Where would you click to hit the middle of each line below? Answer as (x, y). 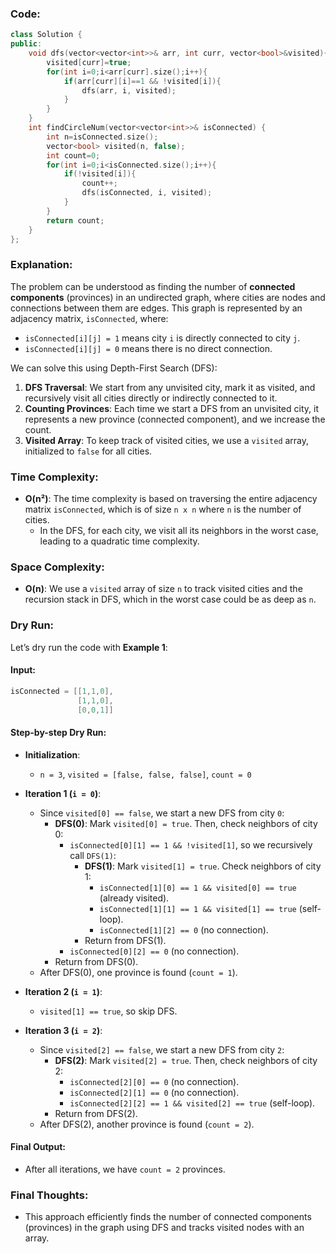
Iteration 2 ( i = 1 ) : (63, 991)
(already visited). (134, 898)
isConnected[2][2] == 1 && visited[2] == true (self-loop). (192, 1103)
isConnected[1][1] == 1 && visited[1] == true (198, 909)
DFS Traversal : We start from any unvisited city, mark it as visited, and (170, 387)
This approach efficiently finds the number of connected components (168, 1217)
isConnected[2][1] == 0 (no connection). (154, 1092)
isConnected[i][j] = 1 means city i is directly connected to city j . (162, 338)
